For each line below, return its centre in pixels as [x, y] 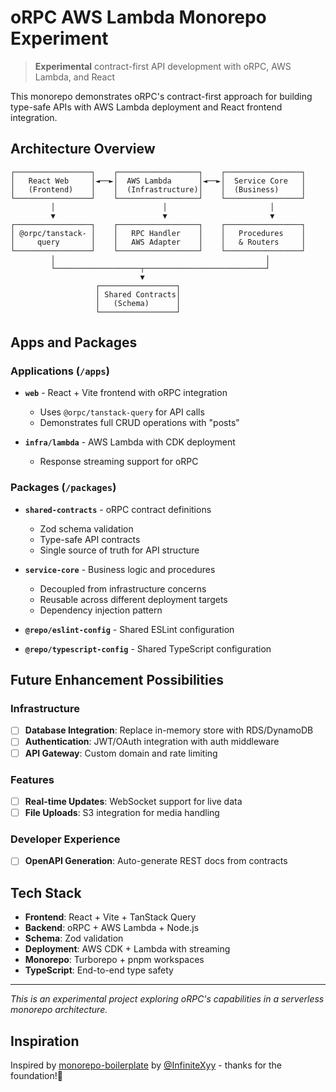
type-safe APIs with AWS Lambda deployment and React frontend [146, 107]
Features [32, 779]
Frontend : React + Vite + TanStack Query [110, 917]
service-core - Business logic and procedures [120, 569]
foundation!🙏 [36, 1076]
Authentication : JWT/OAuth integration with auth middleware [152, 742]
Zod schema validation [86, 528]
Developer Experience [65, 839]
